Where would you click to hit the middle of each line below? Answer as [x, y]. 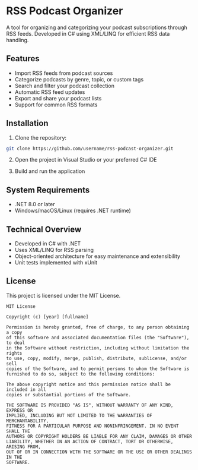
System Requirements [48, 190]
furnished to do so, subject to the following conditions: [81, 374]
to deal [16, 343]
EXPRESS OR [20, 410]
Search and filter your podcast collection [64, 86]
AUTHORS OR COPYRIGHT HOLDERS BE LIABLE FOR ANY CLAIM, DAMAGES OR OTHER [99, 436]
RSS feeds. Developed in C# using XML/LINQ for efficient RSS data [88, 33]
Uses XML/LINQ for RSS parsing [54, 250]
